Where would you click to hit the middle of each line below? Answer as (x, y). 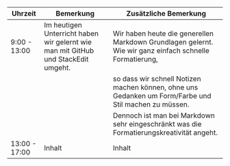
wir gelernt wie (68, 42)
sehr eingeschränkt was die (157, 124)
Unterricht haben (72, 33)
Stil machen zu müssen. (151, 104)
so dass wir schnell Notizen (157, 79)
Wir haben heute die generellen (163, 33)
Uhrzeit (24, 13)
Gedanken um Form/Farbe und (162, 96)
